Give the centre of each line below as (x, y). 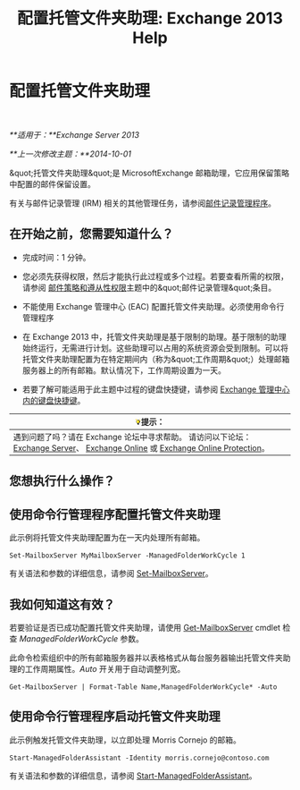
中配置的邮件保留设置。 (52, 183)
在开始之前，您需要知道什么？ (92, 234)
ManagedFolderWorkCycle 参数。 (82, 639)
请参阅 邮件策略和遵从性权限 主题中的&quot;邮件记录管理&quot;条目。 (149, 287)
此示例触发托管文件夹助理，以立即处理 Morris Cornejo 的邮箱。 (125, 740)
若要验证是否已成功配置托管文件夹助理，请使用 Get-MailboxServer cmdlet (145, 628)
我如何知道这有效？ (62, 604)
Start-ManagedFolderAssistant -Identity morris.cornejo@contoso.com (139, 758)
